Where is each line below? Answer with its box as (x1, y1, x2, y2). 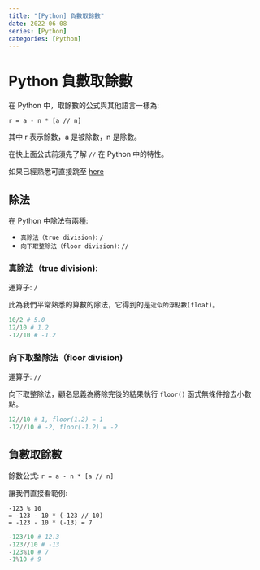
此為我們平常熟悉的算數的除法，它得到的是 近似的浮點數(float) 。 (8, 300, 220, 310)
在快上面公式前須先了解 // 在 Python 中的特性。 (8, 150, 169, 159)
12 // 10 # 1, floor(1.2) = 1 (8, 416, 104, 424)
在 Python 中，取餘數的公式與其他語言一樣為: (8, 101, 160, 111)
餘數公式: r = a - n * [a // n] (8, 471, 115, 481)
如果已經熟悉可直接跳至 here (8, 167, 104, 176)
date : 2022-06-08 (8, 20, 67, 28)
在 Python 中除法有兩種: (8, 216, 89, 225)
